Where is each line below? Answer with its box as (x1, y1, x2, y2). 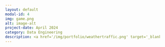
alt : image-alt (5, 21, 36, 26)
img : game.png (5, 16, 34, 21)
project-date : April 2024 (5, 25, 58, 30)
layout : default (5, 7, 38, 12)
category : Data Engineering (5, 30, 63, 35)
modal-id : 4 (5, 12, 29, 17)
